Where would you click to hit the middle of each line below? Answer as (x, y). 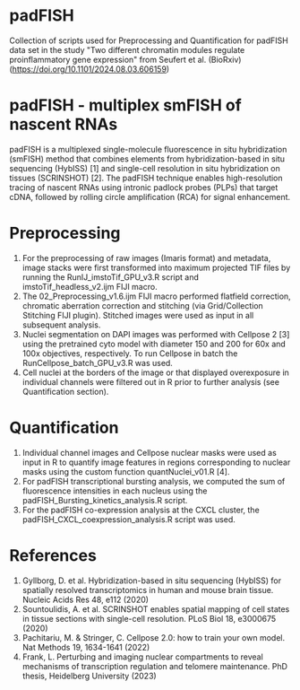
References (53, 555)
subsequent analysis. (61, 325)
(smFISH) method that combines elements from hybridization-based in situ (147, 159)
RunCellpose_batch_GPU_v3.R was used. (97, 362)
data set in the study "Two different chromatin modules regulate (127, 49)
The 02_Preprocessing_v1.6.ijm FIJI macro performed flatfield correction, (156, 296)
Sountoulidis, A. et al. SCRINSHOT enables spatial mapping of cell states (156, 609)
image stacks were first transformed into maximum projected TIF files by (156, 267)
